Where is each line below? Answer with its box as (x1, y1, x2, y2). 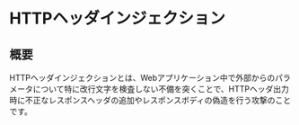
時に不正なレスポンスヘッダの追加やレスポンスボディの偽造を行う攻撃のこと (9, 95, 292, 105)
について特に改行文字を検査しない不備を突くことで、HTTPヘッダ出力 (32, 84, 290, 94)
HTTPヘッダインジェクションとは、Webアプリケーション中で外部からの (9, 73, 276, 83)
